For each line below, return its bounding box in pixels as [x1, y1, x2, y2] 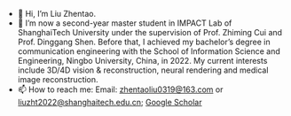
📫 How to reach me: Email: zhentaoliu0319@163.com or [17, 84, 224, 95]
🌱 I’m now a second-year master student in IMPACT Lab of [17, 18, 232, 28]
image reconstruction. [17, 74, 99, 84]
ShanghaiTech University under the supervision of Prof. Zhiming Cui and [17, 27, 282, 37]
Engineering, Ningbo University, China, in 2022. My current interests [17, 56, 268, 66]
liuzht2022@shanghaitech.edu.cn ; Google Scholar [17, 97, 202, 107]
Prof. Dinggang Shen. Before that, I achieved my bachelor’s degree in [17, 36, 271, 47]
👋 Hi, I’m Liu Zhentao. [17, 9, 96, 19]
